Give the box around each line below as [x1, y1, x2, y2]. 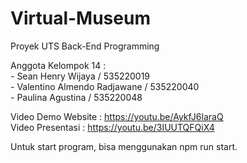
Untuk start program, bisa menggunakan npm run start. [10, 140, 238, 152]
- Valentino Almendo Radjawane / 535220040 [10, 80, 200, 92]
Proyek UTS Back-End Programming [10, 40, 160, 52]
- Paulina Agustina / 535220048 [10, 91, 143, 103]
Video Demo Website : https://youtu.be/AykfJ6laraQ [10, 110, 224, 122]
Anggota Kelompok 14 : [10, 59, 107, 71]
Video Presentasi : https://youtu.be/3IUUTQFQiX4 [10, 121, 215, 133]
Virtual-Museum [10, 7, 151, 30]
